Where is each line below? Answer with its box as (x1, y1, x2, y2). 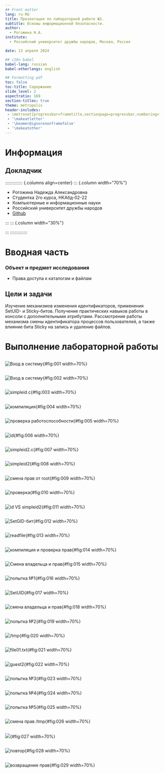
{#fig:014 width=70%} (72, 546, 117, 553)
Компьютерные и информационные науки (12, 199, 101, 205)
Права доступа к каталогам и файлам (12, 275, 92, 281)
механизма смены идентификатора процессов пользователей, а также (5, 319, 155, 325)
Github (12, 210, 26, 216)
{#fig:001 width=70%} (42, 361, 87, 367)
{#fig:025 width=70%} (36, 704, 82, 710)
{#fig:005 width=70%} (73, 418, 119, 424)
